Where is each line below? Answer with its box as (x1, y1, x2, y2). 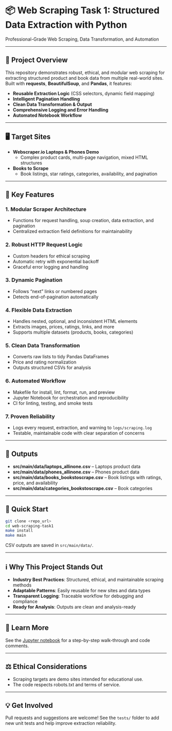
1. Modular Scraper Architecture (5, 206, 87, 213)
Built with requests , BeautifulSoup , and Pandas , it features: (5, 80, 132, 86)
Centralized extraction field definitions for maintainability (12, 228, 133, 234)
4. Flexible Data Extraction (5, 306, 72, 314)
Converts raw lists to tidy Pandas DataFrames (12, 354, 109, 360)
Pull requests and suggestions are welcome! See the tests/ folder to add (5, 715, 160, 721)
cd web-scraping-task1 (5, 523, 54, 528)
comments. (5, 643, 29, 649)
